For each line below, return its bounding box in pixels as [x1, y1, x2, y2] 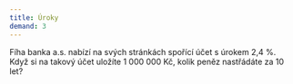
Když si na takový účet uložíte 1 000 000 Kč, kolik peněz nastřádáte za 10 [9, 56, 285, 67]
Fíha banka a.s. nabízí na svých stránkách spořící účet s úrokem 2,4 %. [9, 46, 277, 57]
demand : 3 [9, 22, 47, 31]
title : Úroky [9, 13, 59, 23]
